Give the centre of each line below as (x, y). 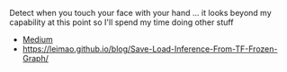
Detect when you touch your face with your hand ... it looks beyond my (140, 13)
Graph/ (36, 58)
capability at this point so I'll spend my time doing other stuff (121, 22)
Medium (38, 40)
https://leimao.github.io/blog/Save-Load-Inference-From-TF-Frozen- (150, 49)
